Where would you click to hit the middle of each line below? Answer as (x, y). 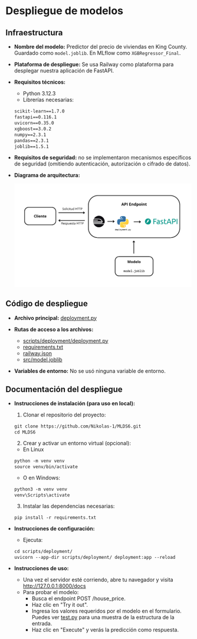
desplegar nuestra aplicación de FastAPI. (64, 71)
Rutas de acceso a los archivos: (54, 329)
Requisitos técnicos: (40, 82)
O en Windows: (41, 478)
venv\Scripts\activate (42, 495)
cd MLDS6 (25, 432)
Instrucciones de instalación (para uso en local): (74, 403)
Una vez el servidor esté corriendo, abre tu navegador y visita (98, 580)
